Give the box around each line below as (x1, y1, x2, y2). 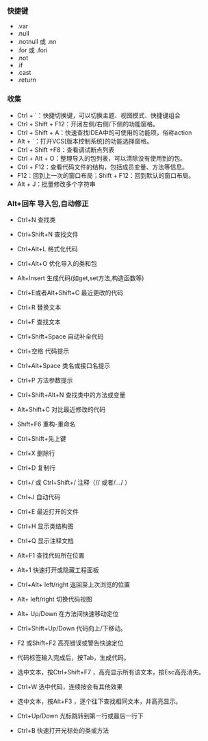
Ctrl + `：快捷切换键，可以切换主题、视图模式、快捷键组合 (16, 111, 181, 119)
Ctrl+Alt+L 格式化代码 (16, 244, 78, 253)
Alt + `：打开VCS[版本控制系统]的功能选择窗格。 (16, 137, 153, 145)
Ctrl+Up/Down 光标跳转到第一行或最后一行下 (16, 711, 144, 720)
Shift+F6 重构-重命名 (16, 420, 77, 428)
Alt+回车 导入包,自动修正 (7, 198, 89, 208)
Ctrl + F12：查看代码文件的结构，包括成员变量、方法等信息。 (16, 163, 189, 171)
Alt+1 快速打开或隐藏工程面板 (16, 565, 99, 574)
